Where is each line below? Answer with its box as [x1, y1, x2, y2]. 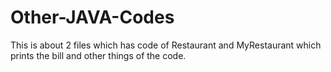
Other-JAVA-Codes [10, 6, 175, 29]
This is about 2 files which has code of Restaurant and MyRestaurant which [10, 39, 322, 51]
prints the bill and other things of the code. [10, 49, 187, 61]
